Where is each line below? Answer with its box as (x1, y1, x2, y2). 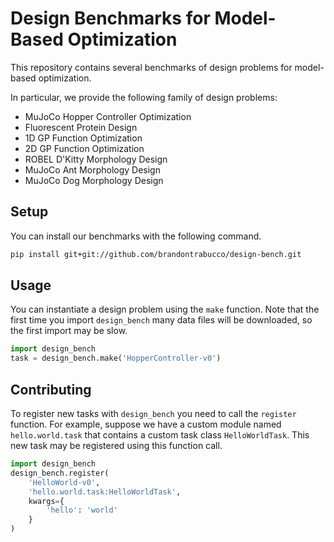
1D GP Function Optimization (24, 132, 143, 144)
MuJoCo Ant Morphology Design (24, 163, 161, 176)
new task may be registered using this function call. (10, 440, 223, 451)
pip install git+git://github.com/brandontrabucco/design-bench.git (10, 249, 302, 259)
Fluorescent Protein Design (24, 121, 138, 133)
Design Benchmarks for (10, 7, 211, 30)
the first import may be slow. (10, 325, 128, 337)
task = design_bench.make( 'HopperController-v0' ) (10, 353, 222, 364)
